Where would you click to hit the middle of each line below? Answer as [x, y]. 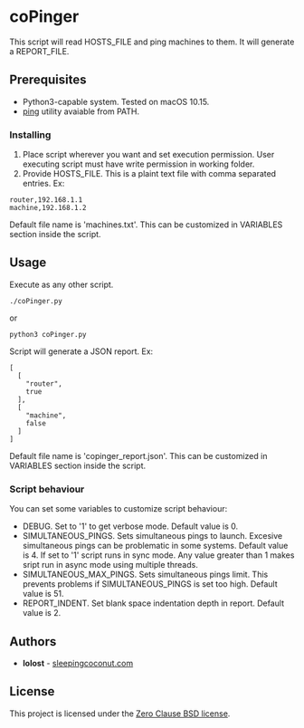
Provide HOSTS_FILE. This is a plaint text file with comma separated [149, 174]
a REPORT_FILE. [39, 51]
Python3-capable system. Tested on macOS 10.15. [116, 101]
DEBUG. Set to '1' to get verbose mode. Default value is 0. [130, 526]
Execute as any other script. [62, 284]
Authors [33, 642]
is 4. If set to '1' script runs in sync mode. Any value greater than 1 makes [158, 555]
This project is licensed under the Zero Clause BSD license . [120, 714]
